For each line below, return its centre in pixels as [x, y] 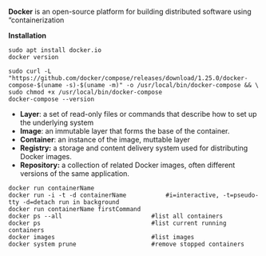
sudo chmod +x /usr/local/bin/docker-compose [85, 92]
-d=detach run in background [71, 202]
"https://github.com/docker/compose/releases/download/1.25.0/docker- [128, 78]
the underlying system [57, 122]
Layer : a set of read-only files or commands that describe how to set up [138, 114]
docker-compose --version [51, 99]
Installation [27, 36]
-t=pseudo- [241, 195]
